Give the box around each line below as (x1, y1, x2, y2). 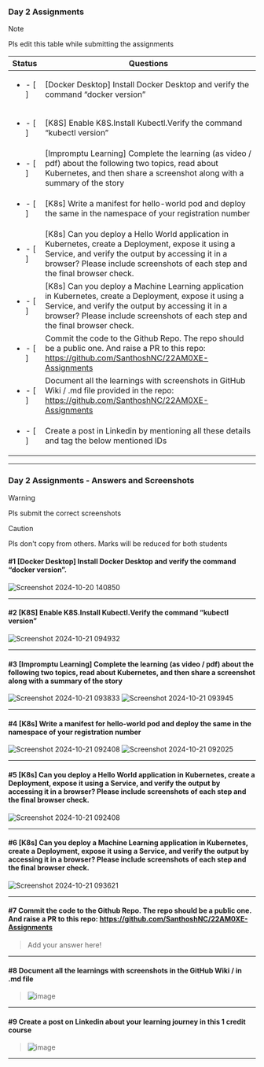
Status (12, 58, 38, 69)
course (8, 1025, 32, 1035)
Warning (8, 493, 35, 502)
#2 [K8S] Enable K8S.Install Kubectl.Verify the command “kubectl (8, 608, 229, 618)
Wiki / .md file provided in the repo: (44, 385, 174, 396)
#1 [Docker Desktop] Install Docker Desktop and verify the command (8, 557, 236, 567)
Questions (128, 58, 169, 69)
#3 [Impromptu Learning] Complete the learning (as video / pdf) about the (8, 659, 254, 669)
